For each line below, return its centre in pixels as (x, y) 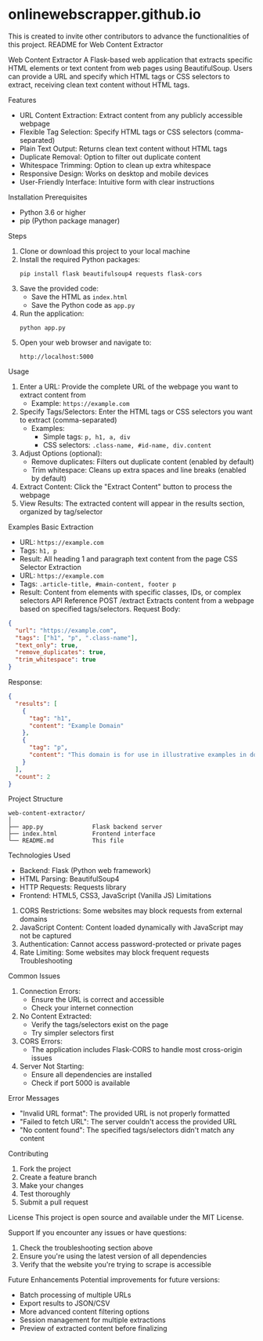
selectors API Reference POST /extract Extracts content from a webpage (137, 600)
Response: (25, 682)
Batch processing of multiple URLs (75, 1295)
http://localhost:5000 (56, 356)
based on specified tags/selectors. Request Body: (100, 608)
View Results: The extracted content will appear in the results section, (132, 503)
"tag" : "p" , (48, 747)
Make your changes (51, 1186)
